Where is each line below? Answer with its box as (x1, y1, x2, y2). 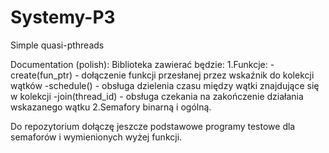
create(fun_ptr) (10, 69, 73, 81)
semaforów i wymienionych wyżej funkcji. (10, 131, 183, 143)
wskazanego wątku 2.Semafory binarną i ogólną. (10, 101, 212, 113)
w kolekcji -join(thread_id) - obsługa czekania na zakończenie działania (10, 90, 304, 102)
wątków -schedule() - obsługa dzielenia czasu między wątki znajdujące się (10, 79, 320, 91)
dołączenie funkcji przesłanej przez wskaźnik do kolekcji (81, 69, 315, 81)
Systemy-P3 (10, 6, 116, 29)
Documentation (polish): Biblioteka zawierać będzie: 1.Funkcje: (10, 58, 268, 70)
